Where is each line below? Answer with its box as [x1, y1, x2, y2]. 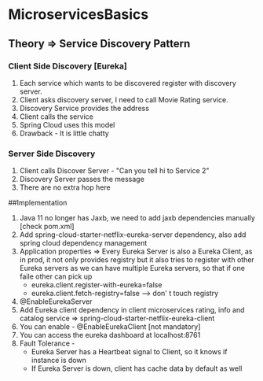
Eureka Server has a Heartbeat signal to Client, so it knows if [31, 347, 228, 357]
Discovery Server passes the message [19, 175, 145, 184]
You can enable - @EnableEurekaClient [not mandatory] [19, 322, 201, 331]
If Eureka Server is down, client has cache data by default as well [31, 364, 243, 373]
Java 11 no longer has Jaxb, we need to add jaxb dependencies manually [19, 213, 255, 223]
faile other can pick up [19, 272, 93, 281]
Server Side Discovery [8, 148, 96, 159]
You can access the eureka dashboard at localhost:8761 [19, 331, 201, 340]
